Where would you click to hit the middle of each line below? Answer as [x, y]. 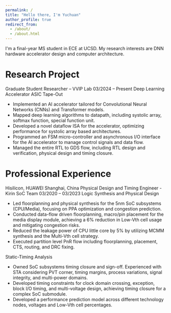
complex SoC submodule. [40, 294]
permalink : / [19, 10]
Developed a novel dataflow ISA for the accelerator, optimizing [78, 126]
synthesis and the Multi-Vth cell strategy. [56, 236]
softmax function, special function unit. [54, 120]
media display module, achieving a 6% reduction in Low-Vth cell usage [87, 220]
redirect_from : [21, 24]
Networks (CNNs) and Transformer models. [58, 109]
